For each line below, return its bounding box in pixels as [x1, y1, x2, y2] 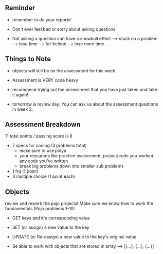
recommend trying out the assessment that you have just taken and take [12, 86, 157, 92]
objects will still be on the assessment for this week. [12, 68, 117, 73]
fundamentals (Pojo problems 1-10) [5, 206, 75, 212]
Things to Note [5, 55, 51, 63]
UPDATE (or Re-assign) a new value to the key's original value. [12, 234, 138, 240]
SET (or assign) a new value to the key [12, 224, 90, 230]
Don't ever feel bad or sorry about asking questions [12, 26, 116, 32]
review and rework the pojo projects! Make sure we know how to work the [5, 201, 153, 206]
